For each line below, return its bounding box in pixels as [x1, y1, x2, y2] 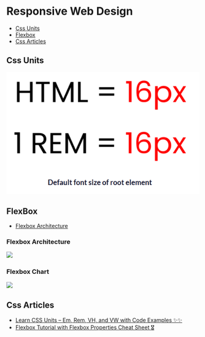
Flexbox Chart [6, 268, 50, 276]
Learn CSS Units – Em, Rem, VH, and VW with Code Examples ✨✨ [15, 316, 183, 324]
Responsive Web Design [6, 4, 133, 18]
